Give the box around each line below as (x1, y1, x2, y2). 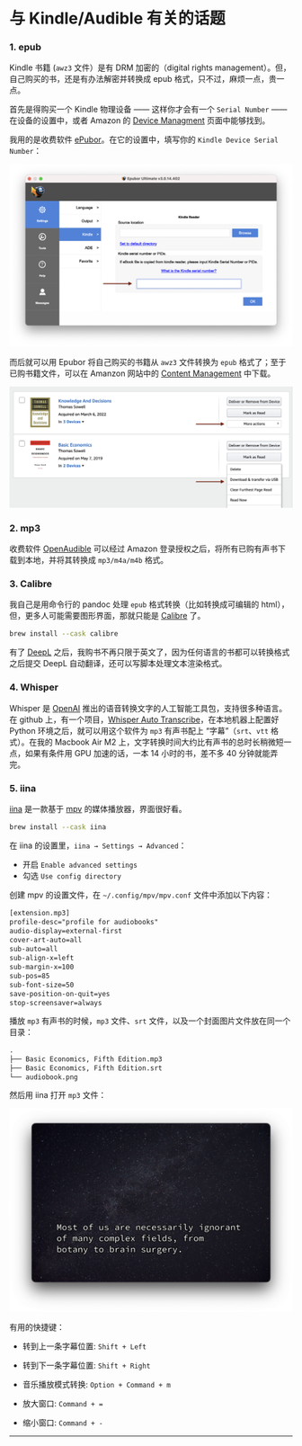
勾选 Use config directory (22, 870, 121, 881)
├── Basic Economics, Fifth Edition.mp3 (9, 1054, 164, 1064)
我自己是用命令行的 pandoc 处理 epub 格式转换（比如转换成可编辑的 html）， (9, 599, 289, 610)
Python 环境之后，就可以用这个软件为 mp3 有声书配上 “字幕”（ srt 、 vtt (9, 725, 270, 736)
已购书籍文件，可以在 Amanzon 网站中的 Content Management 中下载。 (9, 368, 276, 379)
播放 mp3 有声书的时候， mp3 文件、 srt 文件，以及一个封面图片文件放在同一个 (9, 1015, 291, 1026)
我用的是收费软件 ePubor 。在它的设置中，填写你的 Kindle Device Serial (9, 134, 279, 145)
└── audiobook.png (9, 1072, 78, 1082)
